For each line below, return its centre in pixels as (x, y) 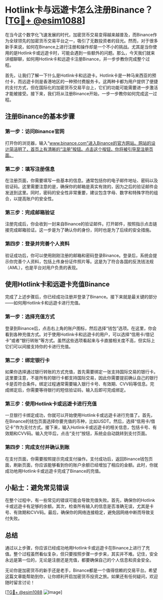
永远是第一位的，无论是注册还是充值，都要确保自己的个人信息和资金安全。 (79, 560)
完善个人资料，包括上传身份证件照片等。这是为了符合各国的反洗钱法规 (83, 261)
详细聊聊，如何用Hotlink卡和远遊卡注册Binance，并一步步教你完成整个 (75, 59)
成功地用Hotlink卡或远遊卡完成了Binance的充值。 (54, 471)
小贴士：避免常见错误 (37, 488)
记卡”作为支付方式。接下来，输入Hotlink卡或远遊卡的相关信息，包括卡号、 (79, 428)
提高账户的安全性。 (37, 198)
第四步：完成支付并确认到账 (37, 447)
